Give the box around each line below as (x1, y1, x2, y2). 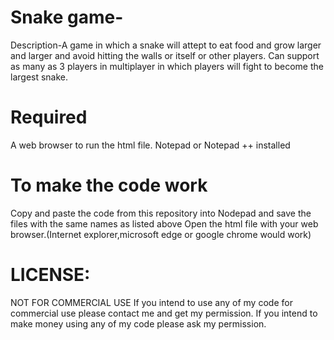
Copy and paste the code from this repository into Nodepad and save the (10, 207, 312, 219)
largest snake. (10, 71, 69, 83)
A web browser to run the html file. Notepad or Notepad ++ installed (10, 139, 291, 151)
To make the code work (10, 174, 208, 197)
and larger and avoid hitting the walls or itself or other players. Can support (10, 49, 320, 61)
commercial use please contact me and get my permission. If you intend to (10, 307, 318, 319)
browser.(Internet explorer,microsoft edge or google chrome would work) (10, 228, 312, 240)
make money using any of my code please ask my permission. (10, 317, 267, 330)
